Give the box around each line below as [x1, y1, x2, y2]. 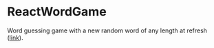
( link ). [7, 33, 23, 41]
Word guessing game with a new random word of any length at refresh [7, 26, 208, 34]
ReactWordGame [7, 4, 107, 20]
